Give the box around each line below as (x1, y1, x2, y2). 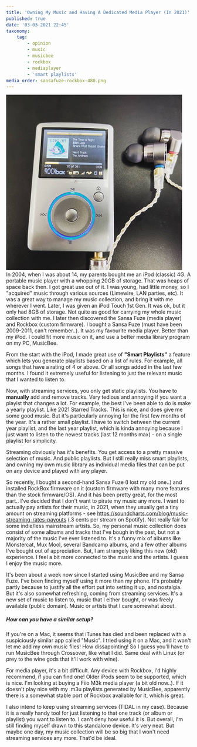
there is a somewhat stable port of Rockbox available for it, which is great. (6, 692, 185, 699)
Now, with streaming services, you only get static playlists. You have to (6, 388, 178, 395)
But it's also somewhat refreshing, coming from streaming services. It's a (6, 590, 183, 597)
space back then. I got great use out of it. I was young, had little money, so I (6, 284, 189, 291)
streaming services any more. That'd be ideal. (6, 735, 117, 742)
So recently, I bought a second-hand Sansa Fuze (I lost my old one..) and (6, 479, 182, 486)
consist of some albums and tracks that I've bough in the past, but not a (6, 529, 180, 536)
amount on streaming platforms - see (6, 510, 96, 517)
